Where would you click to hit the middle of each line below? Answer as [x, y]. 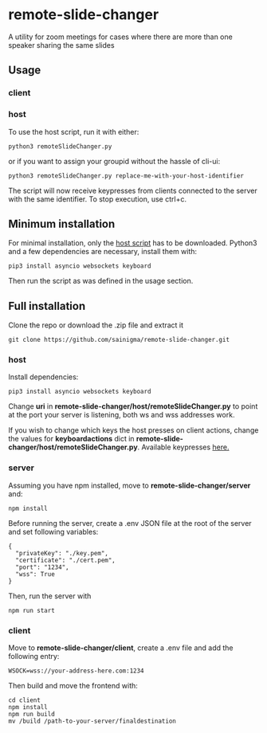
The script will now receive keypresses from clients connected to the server [133, 190]
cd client [25, 700]
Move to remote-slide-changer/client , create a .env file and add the [121, 648]
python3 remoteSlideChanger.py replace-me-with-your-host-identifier [126, 176]
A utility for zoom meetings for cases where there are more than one [120, 37]
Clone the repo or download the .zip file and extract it [96, 325]
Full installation [47, 306]
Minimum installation [62, 223]
